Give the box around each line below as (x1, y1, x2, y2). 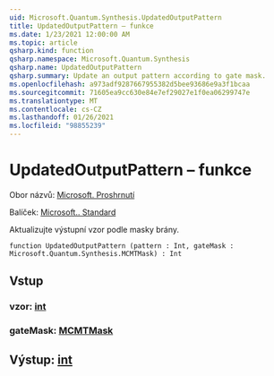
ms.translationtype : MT (9, 96, 98, 106)
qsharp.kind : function (9, 47, 94, 56)
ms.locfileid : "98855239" (9, 122, 106, 131)
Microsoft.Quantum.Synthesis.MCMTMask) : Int (9, 249, 182, 258)
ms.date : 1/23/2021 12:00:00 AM (9, 30, 130, 38)
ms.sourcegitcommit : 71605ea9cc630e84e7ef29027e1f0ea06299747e (9, 88, 251, 97)
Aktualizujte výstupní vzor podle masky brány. (9, 224, 180, 235)
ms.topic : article (9, 38, 78, 47)
